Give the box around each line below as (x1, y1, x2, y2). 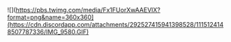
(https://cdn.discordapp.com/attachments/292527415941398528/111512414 (7, 21, 224, 28)
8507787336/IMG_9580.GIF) (7, 28, 89, 36)
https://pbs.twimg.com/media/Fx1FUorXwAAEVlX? (15, 6, 161, 14)
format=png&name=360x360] (7, 13, 94, 21)
